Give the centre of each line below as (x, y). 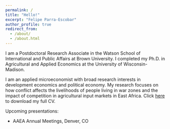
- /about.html (25, 39)
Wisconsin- (135, 64)
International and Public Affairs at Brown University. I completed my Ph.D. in (85, 58)
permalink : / (19, 10)
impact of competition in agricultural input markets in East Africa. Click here (85, 96)
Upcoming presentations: (32, 111)
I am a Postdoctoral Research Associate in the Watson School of (73, 53)
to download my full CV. (30, 101)
